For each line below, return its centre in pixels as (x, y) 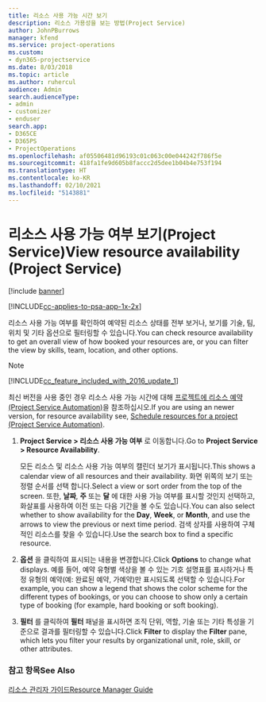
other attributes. (46, 649)
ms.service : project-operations (62, 45)
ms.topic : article (39, 75)
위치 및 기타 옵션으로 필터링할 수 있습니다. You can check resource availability (131, 332)
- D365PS (23, 141)
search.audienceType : (44, 97)
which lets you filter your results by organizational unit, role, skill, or (130, 640)
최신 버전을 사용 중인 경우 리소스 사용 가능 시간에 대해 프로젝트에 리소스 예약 (126, 397)
